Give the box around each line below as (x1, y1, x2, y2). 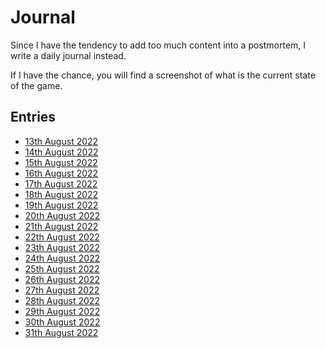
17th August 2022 (24, 177, 98, 190)
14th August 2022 (24, 146, 99, 158)
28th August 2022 (24, 294, 100, 306)
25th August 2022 (24, 262, 100, 275)
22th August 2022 (24, 231, 100, 243)
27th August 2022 (24, 284, 100, 296)
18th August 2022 (24, 188, 99, 200)
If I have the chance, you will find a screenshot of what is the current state (10, 69, 316, 81)
